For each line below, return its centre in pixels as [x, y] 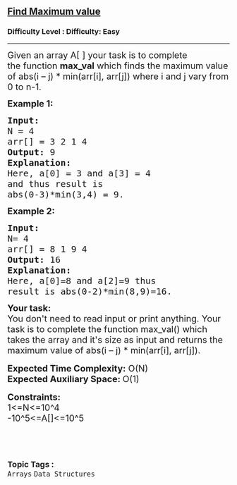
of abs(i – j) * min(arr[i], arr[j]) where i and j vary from [118, 76]
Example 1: [30, 104]
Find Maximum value [54, 12]
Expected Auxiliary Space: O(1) [73, 379]
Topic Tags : [31, 464]
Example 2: [31, 211]
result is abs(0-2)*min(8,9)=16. [90, 291]
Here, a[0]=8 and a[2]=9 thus [82, 281]
